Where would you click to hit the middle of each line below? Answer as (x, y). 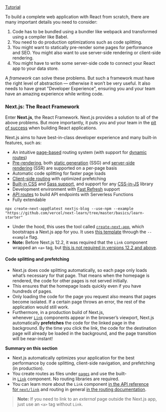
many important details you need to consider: (51, 22)
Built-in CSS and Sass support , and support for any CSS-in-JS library (83, 184)
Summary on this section (31, 348)
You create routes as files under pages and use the (63, 373)
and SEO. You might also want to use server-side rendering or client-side (86, 52)
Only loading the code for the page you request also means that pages (84, 296)
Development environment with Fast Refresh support (66, 189)
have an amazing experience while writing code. (54, 94)
